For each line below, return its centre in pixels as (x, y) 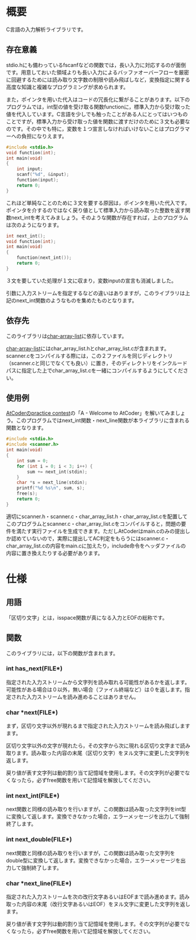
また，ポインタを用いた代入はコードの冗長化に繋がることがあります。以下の (98, 99)
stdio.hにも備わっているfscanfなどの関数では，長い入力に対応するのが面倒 (96, 65)
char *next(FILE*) (32, 712)
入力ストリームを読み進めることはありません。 (82, 696)
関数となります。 (26, 428)
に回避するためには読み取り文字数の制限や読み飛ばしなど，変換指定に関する (98, 79)
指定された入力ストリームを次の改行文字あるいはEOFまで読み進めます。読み (98, 897)
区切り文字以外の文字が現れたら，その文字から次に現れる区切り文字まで (93, 746)
